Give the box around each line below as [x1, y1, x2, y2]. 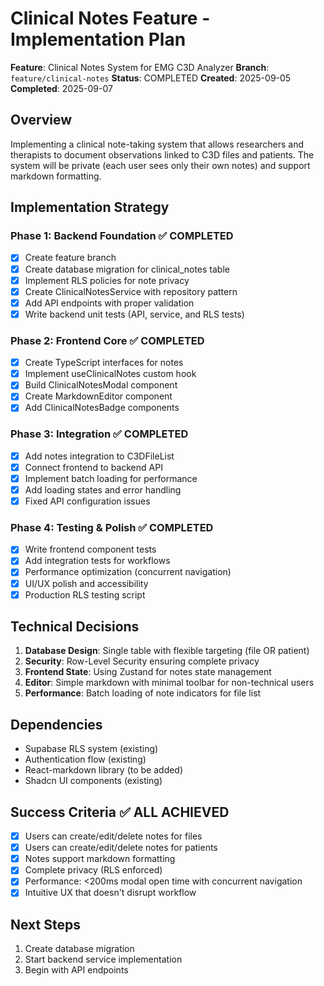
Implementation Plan [10, 28, 187, 51]
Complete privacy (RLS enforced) [24, 864, 163, 876]
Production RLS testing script [24, 588, 146, 601]
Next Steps [10, 916, 81, 933]
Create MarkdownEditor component [24, 390, 173, 402]
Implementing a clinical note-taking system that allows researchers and [10, 138, 305, 150]
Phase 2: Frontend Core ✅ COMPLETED [10, 333, 205, 347]
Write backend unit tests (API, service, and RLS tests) [24, 308, 245, 320]
